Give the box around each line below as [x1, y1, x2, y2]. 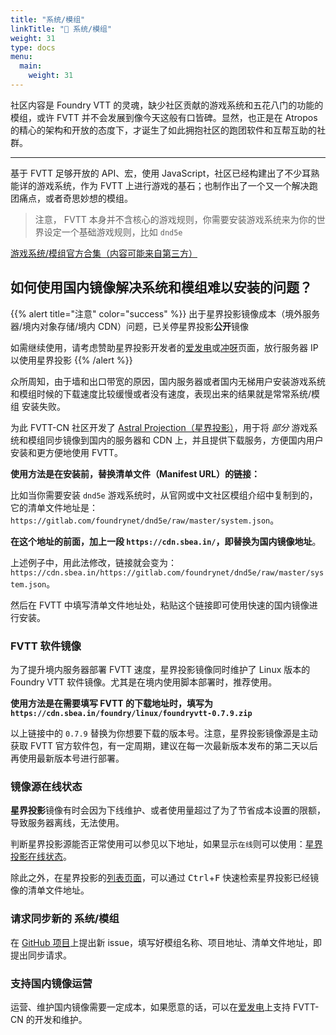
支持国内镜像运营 [10, 976, 93, 990]
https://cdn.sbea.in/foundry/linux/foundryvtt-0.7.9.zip [10, 708, 253, 718]
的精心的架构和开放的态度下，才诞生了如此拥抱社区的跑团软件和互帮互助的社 [10, 124, 326, 136]
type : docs [10, 42, 56, 53]
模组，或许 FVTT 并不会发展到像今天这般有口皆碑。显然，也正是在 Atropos [10, 111, 318, 123]
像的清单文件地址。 [10, 884, 90, 896]
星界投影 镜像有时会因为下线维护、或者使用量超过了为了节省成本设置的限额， [10, 804, 326, 816]
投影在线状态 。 [10, 851, 72, 863]
